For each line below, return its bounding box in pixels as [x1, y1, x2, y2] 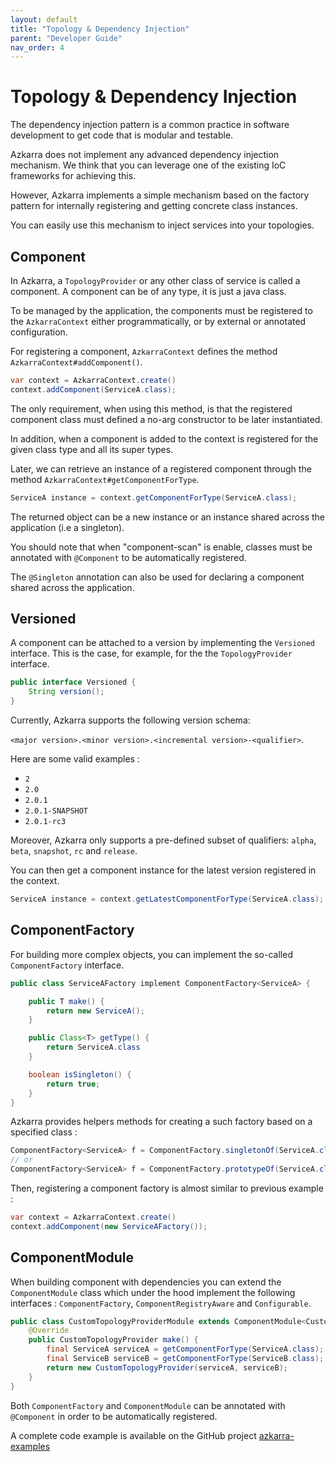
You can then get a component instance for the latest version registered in [10, 864, 317, 876]
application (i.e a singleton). [10, 521, 125, 533]
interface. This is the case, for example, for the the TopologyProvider [10, 647, 293, 660]
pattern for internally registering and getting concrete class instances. [10, 200, 298, 212]
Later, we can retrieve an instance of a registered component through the [10, 462, 312, 475]
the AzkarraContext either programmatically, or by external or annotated [10, 316, 307, 327]
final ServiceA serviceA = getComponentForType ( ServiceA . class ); [46, 1344, 325, 1355]
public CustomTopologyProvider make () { [28, 1335, 199, 1345]
